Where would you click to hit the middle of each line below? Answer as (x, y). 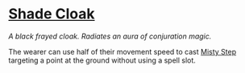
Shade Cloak (52, 14)
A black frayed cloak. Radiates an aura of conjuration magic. (110, 36)
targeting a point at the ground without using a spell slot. (102, 60)
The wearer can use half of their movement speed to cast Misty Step (122, 51)
